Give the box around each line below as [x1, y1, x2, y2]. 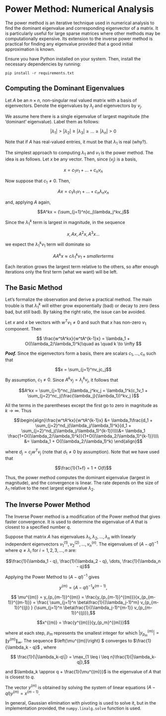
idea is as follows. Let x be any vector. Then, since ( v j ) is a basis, [5, 156, 137, 163]
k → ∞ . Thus [5, 408, 32, 414]
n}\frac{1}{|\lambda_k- [110, 654, 156, 660]
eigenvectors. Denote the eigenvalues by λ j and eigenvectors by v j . [5, 103, 143, 110]
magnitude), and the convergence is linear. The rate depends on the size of [5, 480, 159, 486]
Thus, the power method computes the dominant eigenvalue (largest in [5, 474, 150, 480]
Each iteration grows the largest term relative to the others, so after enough [5, 264, 159, 270]
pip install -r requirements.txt [5, 70, 74, 75]
